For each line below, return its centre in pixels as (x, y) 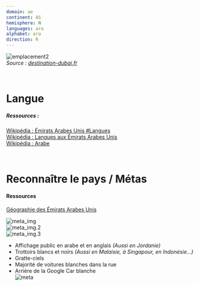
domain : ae (20, 12)
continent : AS (24, 17)
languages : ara (25, 28)
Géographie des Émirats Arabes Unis (52, 209)
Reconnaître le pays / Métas (77, 179)
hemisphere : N (24, 23)
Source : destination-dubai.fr (42, 63)
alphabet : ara (24, 34)
